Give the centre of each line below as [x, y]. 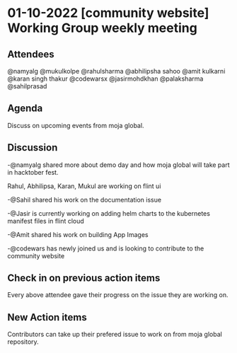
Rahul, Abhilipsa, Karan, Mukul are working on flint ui [84, 186]
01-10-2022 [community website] [108, 13]
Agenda [25, 109]
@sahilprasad [27, 86]
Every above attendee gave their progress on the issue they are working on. [118, 295]
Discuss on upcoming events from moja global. [76, 125]
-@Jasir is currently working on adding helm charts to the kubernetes [109, 213]
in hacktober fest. [33, 172]
